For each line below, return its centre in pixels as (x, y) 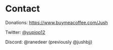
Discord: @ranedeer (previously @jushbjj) (49, 42)
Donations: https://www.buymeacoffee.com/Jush (56, 22)
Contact (23, 9)
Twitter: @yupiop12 (25, 32)
